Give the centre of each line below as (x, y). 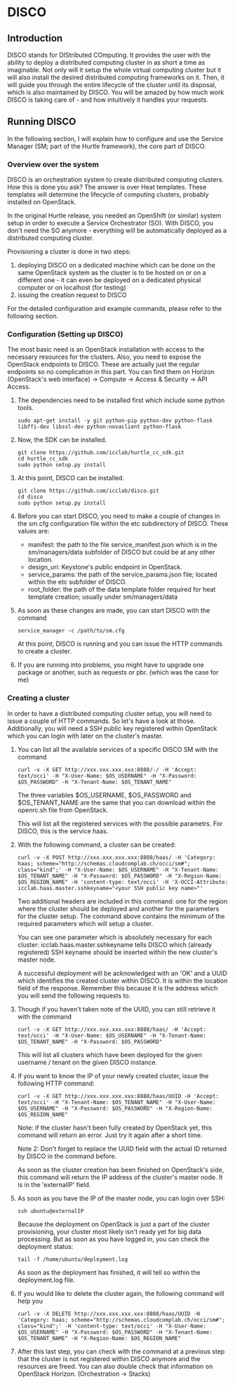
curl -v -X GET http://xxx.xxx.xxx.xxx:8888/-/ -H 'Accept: (107, 769)
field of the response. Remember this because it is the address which (117, 988)
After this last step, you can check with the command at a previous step (121, 1351)
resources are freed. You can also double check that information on (115, 1366)
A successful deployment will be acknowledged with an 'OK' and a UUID (122, 973)
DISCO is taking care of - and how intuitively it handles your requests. (108, 100)
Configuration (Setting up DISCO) (65, 334)
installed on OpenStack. (42, 202)
